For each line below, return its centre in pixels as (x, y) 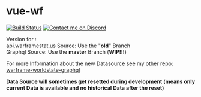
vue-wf (25, 11)
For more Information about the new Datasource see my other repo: (90, 63)
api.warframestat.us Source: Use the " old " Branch (68, 46)
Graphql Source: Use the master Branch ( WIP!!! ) (67, 51)
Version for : (22, 39)
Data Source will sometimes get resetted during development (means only (101, 81)
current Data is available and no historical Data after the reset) (85, 87)
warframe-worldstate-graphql (43, 69)
